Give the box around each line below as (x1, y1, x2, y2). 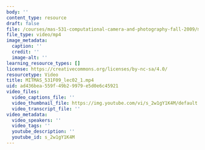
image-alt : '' (12, 54, 48, 61)
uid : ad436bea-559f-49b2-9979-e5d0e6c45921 (6, 83, 119, 89)
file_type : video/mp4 (6, 32, 62, 38)
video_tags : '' (12, 123, 51, 129)
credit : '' (12, 49, 40, 55)
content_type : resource (6, 15, 67, 21)
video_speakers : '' (12, 117, 62, 123)
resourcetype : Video (6, 72, 59, 78)
